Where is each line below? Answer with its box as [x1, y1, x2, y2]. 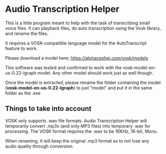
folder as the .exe [5, 90, 41, 96]
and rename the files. [5, 30, 49, 36]
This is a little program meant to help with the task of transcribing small [5, 20, 150, 26]
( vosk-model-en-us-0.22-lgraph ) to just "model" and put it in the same [5, 84, 153, 90]
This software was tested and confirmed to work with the [5, 65, 122, 71]
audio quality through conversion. [5, 143, 74, 149]
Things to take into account [5, 104, 92, 113]
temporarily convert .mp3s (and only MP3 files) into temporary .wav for [5, 123, 151, 129]
